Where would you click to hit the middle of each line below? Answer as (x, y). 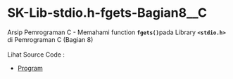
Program (30, 68)
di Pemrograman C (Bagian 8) (50, 39)
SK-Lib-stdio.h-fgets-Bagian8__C (107, 13)
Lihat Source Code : (36, 55)
